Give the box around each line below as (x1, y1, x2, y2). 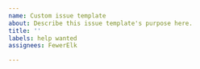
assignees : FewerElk (8, 42, 78, 50)
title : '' (8, 26, 42, 34)
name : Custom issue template (8, 11, 106, 20)
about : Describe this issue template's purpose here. (8, 19, 194, 27)
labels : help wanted (8, 34, 78, 43)
